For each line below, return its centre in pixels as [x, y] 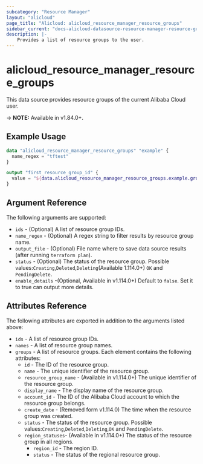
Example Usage [36, 137]
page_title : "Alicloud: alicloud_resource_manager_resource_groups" [94, 23]
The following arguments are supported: [56, 217]
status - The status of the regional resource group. [96, 454]
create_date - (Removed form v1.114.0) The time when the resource [108, 410]
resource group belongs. [55, 403]
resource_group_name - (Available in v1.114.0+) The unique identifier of [110, 377]
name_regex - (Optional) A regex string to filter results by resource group [104, 235]
